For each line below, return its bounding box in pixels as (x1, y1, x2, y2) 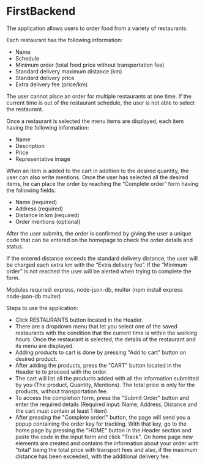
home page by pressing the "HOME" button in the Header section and (15, 426, 192, 434)
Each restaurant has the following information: (6, 36, 123, 43)
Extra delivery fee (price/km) (15, 81, 88, 88)
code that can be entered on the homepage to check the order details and (6, 236, 193, 243)
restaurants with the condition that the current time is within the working (15, 329, 198, 336)
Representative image (15, 155, 70, 163)
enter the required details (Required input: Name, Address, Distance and (15, 401, 198, 408)
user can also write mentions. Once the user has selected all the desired (6, 173, 188, 181)
